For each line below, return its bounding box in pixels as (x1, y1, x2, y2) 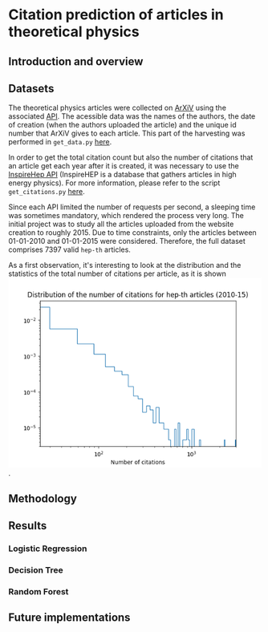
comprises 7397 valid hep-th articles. (8, 245, 131, 254)
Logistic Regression (8, 543, 87, 554)
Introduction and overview (8, 55, 144, 68)
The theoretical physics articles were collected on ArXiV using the (8, 103, 227, 113)
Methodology (8, 492, 78, 505)
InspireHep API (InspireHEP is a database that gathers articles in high (8, 170, 237, 180)
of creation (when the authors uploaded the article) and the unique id (8, 120, 237, 130)
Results (8, 519, 47, 533)
